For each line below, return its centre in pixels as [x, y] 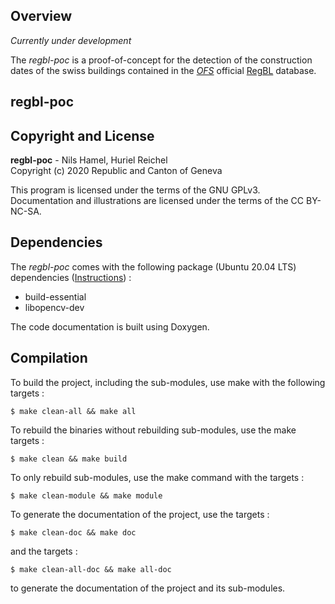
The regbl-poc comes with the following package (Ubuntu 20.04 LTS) [153, 266]
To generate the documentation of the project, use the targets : [140, 514]
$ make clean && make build [69, 459]
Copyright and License [82, 135]
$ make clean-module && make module [86, 495]
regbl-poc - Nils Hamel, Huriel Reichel [89, 160]
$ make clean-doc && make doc [73, 532]
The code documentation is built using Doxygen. [110, 326]
